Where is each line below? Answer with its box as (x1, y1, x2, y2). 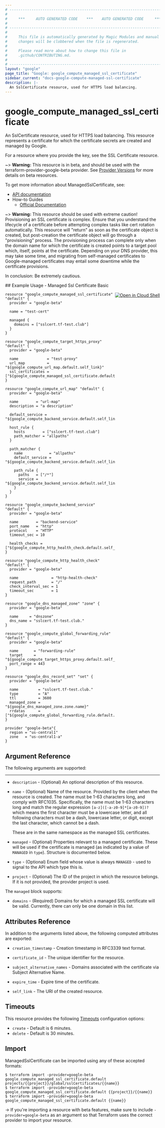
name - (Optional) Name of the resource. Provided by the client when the (12, 789, 158, 795)
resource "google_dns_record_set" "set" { (5, 674, 93, 679)
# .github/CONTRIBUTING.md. (5, 53, 71, 58)
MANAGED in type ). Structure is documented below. (12, 850, 111, 856)
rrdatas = (9, 709, 41, 714)
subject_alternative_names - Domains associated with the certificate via (12, 964, 159, 970)
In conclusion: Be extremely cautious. (5, 273, 81, 279)
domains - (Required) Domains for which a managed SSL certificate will (12, 898, 156, 904)
